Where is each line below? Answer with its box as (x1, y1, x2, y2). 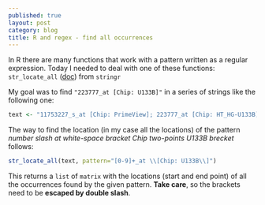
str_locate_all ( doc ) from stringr (8, 72, 121, 81)
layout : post (8, 19, 51, 27)
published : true (8, 11, 62, 20)
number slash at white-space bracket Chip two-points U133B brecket (8, 133, 234, 143)
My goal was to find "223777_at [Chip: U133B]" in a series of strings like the (8, 88, 256, 97)
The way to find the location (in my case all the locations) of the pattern (8, 125, 241, 135)
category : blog (8, 26, 58, 34)
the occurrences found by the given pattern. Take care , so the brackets (8, 180, 241, 189)
